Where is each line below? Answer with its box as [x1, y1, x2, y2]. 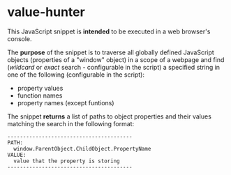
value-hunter [7, 4, 85, 20]
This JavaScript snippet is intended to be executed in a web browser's [7, 27, 211, 36]
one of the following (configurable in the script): [7, 70, 145, 79]
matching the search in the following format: [7, 119, 135, 128]
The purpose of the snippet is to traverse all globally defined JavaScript [7, 48, 214, 56]
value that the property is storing [13, 158, 120, 165]
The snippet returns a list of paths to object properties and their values [7, 112, 211, 121]
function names [17, 91, 63, 100]
